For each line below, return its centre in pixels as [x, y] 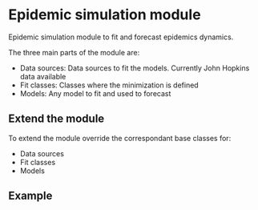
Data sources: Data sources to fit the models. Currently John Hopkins [135, 68]
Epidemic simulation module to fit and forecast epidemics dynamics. [121, 37]
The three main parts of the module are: [74, 52]
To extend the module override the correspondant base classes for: [120, 138]
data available [43, 76]
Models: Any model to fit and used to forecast [95, 93]
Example [30, 196]
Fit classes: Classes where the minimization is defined [109, 85]
